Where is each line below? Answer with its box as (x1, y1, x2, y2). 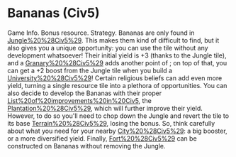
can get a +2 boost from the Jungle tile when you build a (7, 66, 172, 75)
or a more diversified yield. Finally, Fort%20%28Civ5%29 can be (7, 134, 197, 143)
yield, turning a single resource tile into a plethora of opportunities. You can (7, 81, 227, 90)
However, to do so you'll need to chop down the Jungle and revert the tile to (7, 112, 229, 120)
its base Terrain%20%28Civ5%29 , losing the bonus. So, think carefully (7, 119, 215, 127)
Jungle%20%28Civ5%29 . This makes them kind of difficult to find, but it (7, 36, 220, 44)
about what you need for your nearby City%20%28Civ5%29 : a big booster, (7, 126, 228, 135)
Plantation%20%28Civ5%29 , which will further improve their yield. (7, 104, 203, 112)
